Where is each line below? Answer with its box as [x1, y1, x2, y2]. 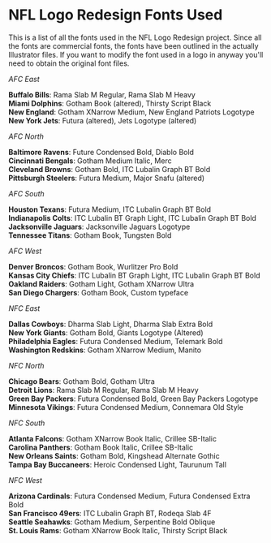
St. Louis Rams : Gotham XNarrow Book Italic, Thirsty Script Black [8, 525, 228, 535]
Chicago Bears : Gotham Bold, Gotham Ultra [8, 376, 156, 386]
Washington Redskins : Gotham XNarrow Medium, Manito [8, 345, 201, 355]
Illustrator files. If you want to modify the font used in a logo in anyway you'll [8, 50, 264, 59]
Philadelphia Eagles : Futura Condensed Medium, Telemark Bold [8, 336, 223, 346]
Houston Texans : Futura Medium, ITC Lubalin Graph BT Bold [8, 205, 212, 214]
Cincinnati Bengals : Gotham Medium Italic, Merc [8, 156, 172, 166]
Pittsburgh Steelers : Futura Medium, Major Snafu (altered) [8, 173, 205, 183]
